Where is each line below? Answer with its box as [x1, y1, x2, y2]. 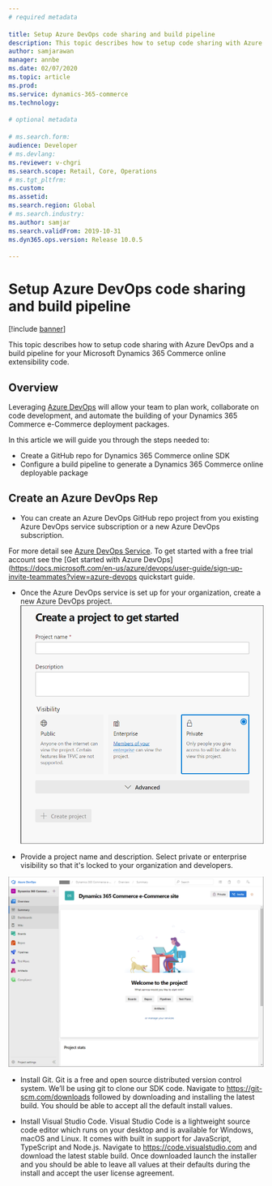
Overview [8, 380, 59, 394]
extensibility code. [8, 357, 70, 367]
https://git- [226, 1084, 263, 1094]
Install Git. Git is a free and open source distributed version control [19, 1075, 242, 1085]
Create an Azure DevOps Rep [8, 492, 159, 505]
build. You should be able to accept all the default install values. [19, 1101, 233, 1111]
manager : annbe [8, 56, 60, 64]
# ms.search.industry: [8, 210, 85, 218]
